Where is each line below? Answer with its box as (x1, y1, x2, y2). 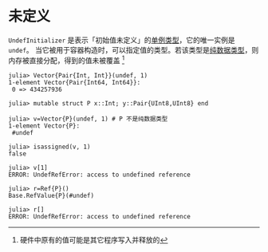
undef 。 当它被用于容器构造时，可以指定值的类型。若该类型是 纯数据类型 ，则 (8, 45, 259, 54)
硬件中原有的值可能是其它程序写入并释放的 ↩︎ (19, 234, 168, 244)
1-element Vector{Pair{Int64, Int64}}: (8, 78, 141, 86)
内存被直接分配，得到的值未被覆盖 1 (8, 53, 125, 65)
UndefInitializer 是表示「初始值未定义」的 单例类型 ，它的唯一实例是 (8, 35, 235, 45)
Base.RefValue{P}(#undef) (8, 191, 94, 199)
